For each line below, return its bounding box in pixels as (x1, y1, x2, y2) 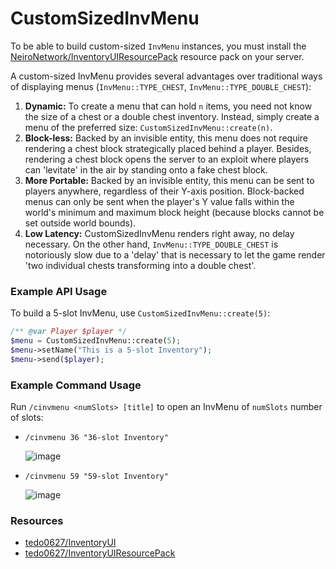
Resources (10, 513, 64, 527)
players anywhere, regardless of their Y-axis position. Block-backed (24, 185, 305, 197)
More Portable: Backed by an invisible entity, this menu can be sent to (24, 174, 315, 186)
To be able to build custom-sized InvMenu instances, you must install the (10, 40, 307, 52)
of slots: (10, 412, 44, 424)
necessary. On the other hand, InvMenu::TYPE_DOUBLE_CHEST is (24, 238, 279, 250)
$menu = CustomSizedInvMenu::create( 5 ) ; (10, 336, 182, 346)
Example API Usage (10, 284, 108, 298)
